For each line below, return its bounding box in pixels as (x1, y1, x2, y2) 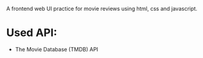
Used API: (6, 26, 58, 39)
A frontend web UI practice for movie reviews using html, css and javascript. (6, 5, 198, 12)
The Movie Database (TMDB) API (15, 45, 98, 53)
